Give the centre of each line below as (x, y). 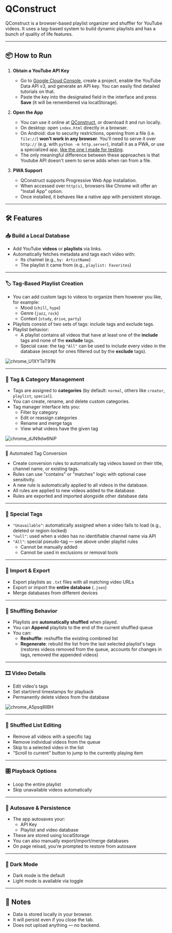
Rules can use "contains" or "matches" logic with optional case (79, 474)
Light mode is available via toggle (48, 881)
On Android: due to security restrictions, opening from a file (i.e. (88, 133)
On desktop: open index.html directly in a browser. (74, 128)
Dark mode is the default (39, 876)
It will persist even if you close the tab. (53, 920)
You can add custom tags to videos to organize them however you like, (87, 297)
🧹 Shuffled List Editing (33, 725)
